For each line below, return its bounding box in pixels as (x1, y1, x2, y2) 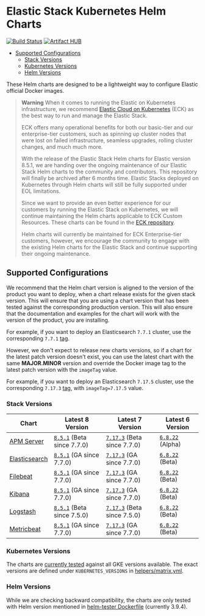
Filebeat (9, 472, 33, 480)
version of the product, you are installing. (6, 316, 110, 324)
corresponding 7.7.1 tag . (6, 335, 70, 342)
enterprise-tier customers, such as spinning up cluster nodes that (21, 130, 187, 137)
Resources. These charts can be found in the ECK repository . (21, 219, 175, 226)
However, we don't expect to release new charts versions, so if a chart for (6, 346, 192, 353)
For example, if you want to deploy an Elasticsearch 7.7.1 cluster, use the (6, 328, 191, 335)
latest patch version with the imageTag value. (6, 366, 118, 373)
